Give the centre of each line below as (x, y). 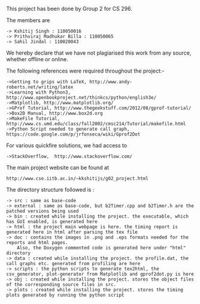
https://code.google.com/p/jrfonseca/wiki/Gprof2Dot (73, 134)
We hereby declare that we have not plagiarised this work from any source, (99, 53)
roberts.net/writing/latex (40, 87)
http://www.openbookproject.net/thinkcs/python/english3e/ (81, 98)
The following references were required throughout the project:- (85, 71)
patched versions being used (43, 211)
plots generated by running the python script (65, 295)
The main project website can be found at (58, 168)
